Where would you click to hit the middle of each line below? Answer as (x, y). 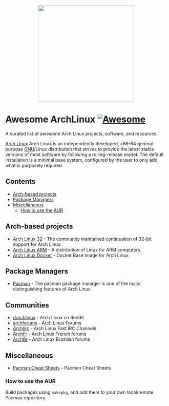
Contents (20, 181)
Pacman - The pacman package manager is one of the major (77, 284)
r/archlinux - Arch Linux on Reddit (48, 318)
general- (146, 143)
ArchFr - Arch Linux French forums (49, 334)
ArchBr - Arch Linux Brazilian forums (51, 339)
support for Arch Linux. (37, 244)
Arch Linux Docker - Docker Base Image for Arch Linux (71, 255)
